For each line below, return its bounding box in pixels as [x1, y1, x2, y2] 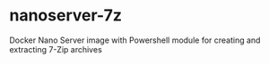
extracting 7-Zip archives [9, 44, 103, 54]
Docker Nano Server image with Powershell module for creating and [9, 35, 261, 45]
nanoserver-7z [9, 5, 123, 26]
